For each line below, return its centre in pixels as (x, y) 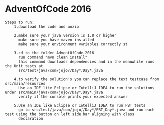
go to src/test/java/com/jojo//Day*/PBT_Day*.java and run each (86, 110)
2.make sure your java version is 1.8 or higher (65, 35)
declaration (31, 118)
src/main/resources (25, 83)
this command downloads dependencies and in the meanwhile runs (86, 62)
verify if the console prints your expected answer (73, 96)
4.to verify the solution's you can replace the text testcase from (86, 79)
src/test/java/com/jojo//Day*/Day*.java (61, 70)
